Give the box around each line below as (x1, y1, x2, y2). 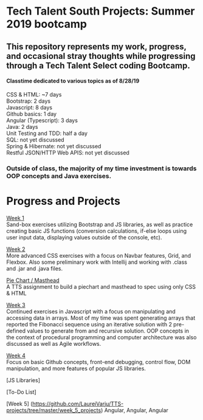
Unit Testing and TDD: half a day (6, 129, 88, 137)
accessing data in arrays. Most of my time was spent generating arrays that (6, 314, 196, 322)
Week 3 (6, 301, 26, 308)
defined (6, 327, 26, 334)
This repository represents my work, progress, (6, 41, 187, 52)
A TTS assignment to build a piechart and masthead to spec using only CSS (6, 283, 196, 290)
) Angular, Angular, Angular (100, 406, 169, 414)
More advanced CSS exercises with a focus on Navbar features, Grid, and (6, 252, 191, 259)
